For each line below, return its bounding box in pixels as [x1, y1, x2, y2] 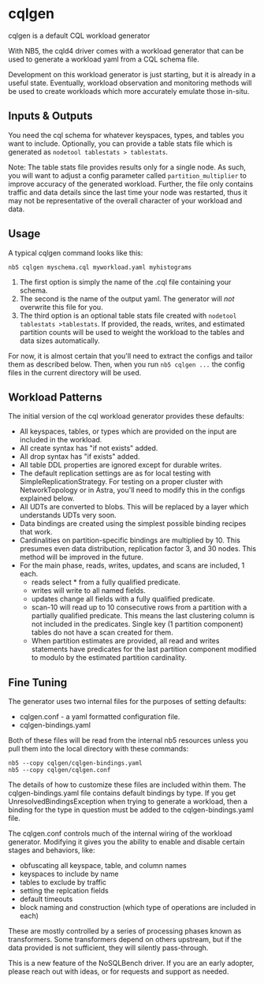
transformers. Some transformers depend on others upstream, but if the [8, 935, 242, 945]
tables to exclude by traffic [19, 878, 107, 887]
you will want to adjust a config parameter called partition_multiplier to [8, 170, 247, 180]
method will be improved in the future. [19, 553, 143, 562]
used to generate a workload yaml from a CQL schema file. [8, 54, 199, 64]
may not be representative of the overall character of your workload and [8, 196, 243, 205]
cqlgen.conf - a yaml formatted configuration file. [19, 712, 180, 721]
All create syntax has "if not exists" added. [19, 443, 158, 453]
